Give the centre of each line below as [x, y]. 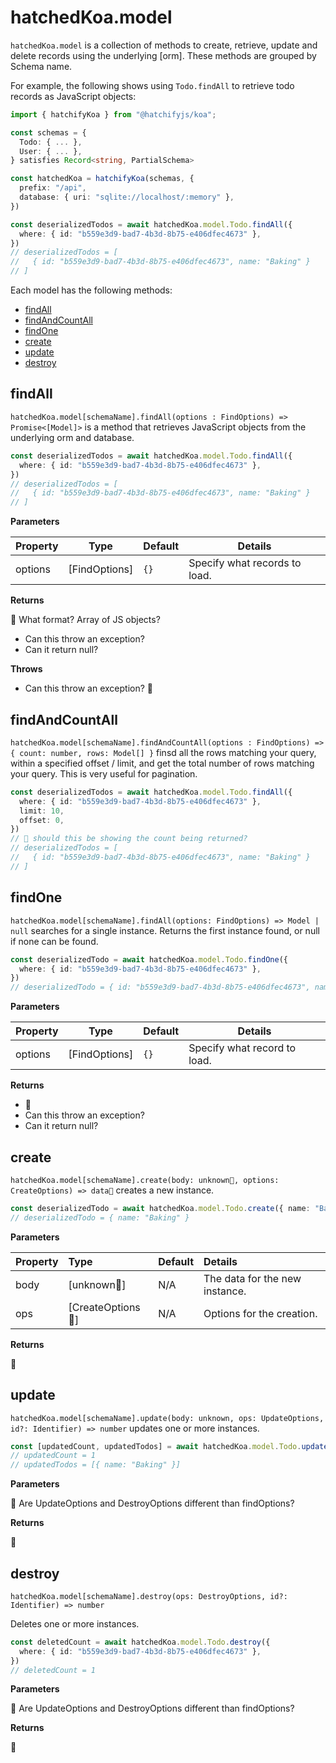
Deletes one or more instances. [75, 1623]
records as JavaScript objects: [73, 96]
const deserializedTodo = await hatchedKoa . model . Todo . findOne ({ [149, 959]
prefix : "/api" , [53, 188]
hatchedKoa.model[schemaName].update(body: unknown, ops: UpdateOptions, [167, 1418]
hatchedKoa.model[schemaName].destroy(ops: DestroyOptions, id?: [149, 1596]
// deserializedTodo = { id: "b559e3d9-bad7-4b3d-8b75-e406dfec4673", [160, 987]
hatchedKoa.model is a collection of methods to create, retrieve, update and [164, 45]
